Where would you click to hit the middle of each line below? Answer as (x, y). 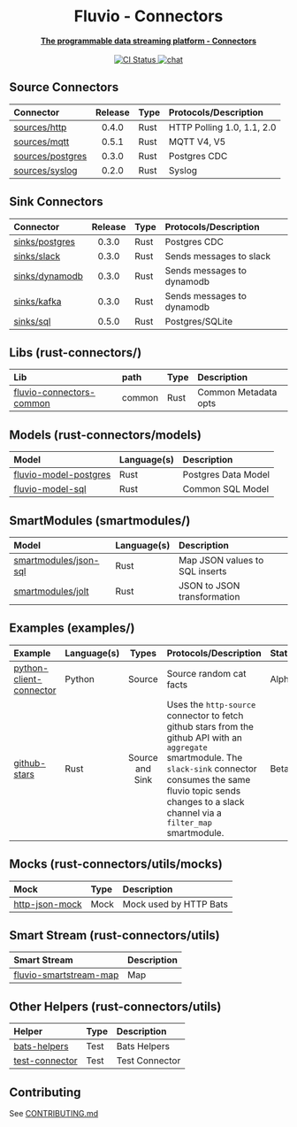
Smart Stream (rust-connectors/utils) (115, 935)
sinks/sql (32, 321)
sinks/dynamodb (49, 276)
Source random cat (206, 673)
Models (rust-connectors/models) (105, 435)
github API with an (205, 738)
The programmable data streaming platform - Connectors (148, 41)
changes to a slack (206, 801)
